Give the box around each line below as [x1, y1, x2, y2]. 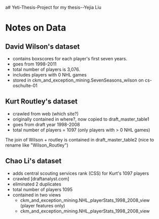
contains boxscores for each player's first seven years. [12, 56, 128, 61]
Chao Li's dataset [5, 157, 62, 165]
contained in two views [12, 192, 61, 198]
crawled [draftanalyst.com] [12, 175, 69, 181]
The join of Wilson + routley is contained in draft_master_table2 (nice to [5, 136, 154, 142]
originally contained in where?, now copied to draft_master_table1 [12, 116, 149, 122]
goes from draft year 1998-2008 [12, 121, 80, 127]
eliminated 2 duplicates [12, 181, 62, 187]
